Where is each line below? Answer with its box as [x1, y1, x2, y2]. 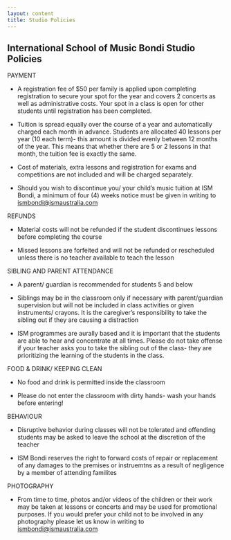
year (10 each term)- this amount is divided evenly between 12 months [17, 135, 218, 143]
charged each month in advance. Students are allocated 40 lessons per [17, 127, 221, 136]
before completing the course [17, 233, 102, 241]
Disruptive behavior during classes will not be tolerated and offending [17, 426, 216, 434]
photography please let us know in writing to [17, 517, 145, 526]
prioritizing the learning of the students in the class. [17, 351, 165, 360]
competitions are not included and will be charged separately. [17, 170, 194, 179]
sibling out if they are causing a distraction [17, 316, 139, 324]
